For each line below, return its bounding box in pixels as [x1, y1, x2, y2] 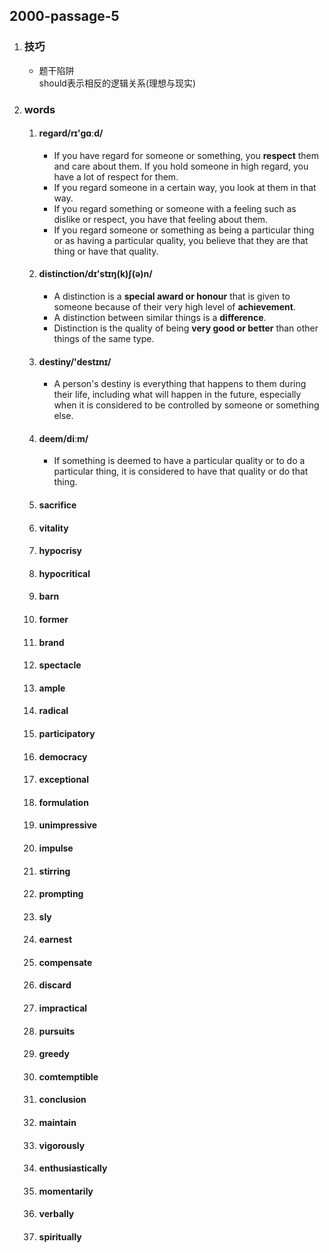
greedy [38, 1048, 70, 1060]
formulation [38, 796, 89, 808]
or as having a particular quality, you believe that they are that [53, 234, 309, 246]
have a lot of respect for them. [53, 170, 179, 183]
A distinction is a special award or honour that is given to [53, 290, 291, 303]
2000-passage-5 [9, 8, 120, 25]
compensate [38, 956, 93, 968]
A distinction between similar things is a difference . [53, 312, 267, 324]
